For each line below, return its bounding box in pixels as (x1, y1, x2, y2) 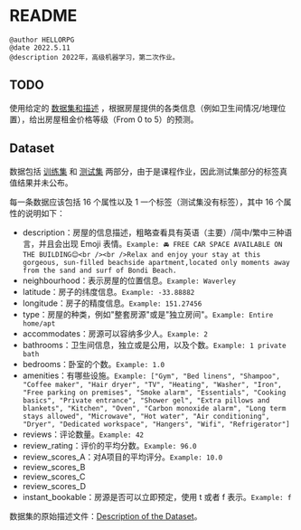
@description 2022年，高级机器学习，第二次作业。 (9, 52, 180, 62)
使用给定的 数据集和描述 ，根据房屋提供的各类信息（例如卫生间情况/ (9, 102, 262, 113)
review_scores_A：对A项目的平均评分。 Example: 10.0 (22, 451, 223, 462)
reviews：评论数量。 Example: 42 (22, 429, 145, 440)
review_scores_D (22, 480, 87, 491)
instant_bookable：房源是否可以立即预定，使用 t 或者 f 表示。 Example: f (22, 491, 292, 502)
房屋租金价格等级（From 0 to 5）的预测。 (44, 114, 199, 125)
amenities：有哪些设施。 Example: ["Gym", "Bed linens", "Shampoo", (22, 370, 280, 381)
